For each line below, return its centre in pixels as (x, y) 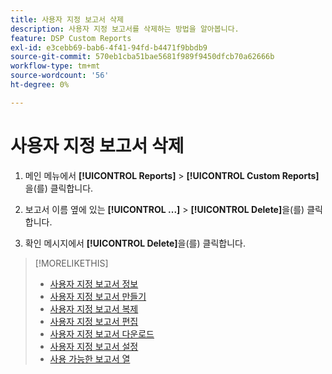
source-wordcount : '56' (60, 76)
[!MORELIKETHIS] (71, 263)
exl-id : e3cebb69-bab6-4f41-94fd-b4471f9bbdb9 (109, 47)
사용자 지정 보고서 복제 (94, 308)
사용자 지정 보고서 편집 (94, 321)
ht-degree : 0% (40, 85)
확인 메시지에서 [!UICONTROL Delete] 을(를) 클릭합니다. (135, 243)
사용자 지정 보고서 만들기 (98, 296)
